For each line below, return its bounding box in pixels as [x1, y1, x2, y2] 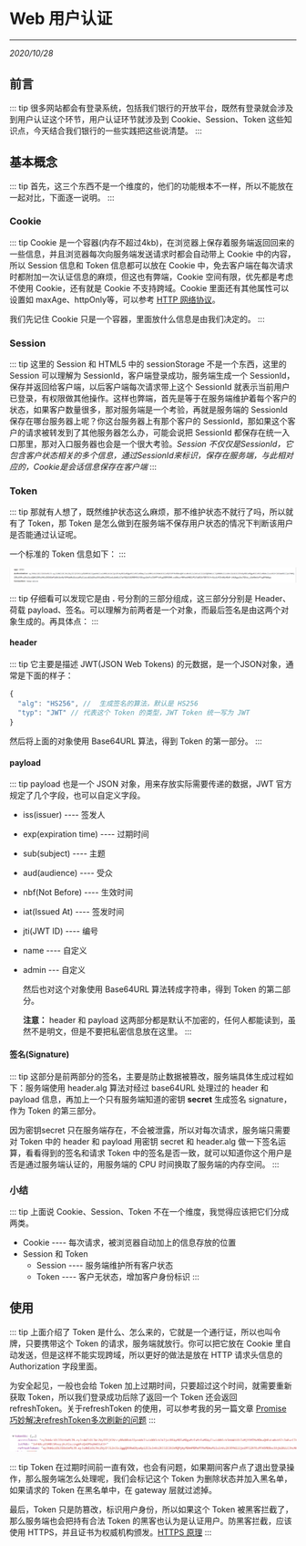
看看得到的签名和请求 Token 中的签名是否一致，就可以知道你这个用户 [25, 1147, 285, 1158]
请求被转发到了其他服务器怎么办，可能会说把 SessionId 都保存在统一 [25, 427, 282, 438]
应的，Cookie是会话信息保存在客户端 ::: [9, 462, 158, 473]
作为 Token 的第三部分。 [9, 1105, 102, 1116]
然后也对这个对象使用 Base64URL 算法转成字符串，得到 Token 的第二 [22, 984, 283, 995]
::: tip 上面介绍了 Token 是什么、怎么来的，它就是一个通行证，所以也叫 [9, 1326, 273, 1337]
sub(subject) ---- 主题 [22, 848, 107, 859]
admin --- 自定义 [22, 965, 87, 976]
